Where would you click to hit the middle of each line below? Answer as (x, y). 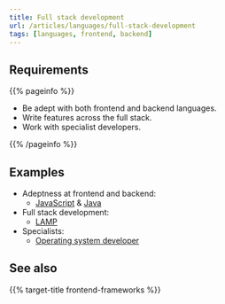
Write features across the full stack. (87, 118)
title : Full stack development (67, 17)
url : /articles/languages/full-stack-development (103, 26)
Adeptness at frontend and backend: (89, 193)
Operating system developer (87, 241)
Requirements (49, 70)
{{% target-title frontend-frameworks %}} (85, 290)
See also (33, 268)
